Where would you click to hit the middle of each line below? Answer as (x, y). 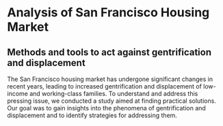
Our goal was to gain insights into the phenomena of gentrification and (107, 108)
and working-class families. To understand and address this (114, 94)
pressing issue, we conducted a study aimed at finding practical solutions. (112, 101)
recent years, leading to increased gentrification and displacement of (104, 86)
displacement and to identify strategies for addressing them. (92, 115)
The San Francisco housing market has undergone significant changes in (110, 79)
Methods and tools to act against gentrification (109, 52)
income (18, 94)
